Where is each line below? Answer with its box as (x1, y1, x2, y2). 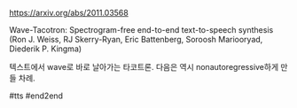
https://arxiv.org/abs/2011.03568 (9, 8, 129, 18)
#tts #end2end (9, 90, 64, 101)
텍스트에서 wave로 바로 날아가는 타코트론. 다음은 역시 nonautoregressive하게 (9, 62, 279, 72)
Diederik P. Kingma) (9, 43, 82, 54)
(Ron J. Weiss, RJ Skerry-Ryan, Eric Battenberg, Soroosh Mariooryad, (9, 35, 263, 44)
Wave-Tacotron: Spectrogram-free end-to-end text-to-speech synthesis (9, 25, 274, 35)
